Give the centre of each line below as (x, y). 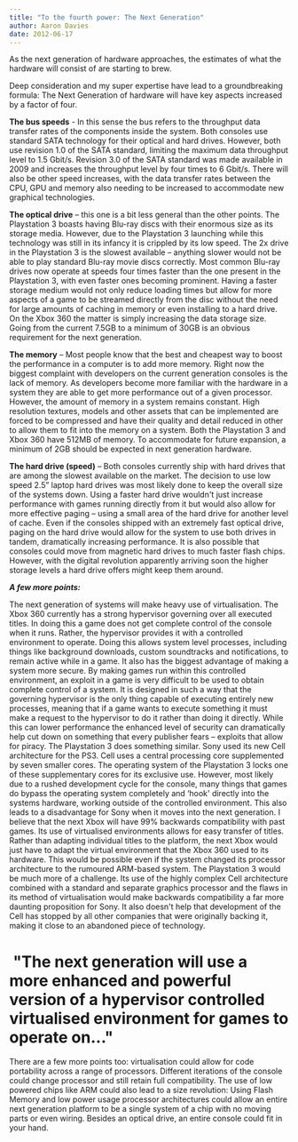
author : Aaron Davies (49, 26)
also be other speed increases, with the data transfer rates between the (140, 179)
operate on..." (61, 1037)
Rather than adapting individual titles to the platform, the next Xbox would (143, 841)
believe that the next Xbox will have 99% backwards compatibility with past (147, 822)
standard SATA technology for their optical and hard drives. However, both (145, 141)
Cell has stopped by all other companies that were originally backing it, (139, 916)
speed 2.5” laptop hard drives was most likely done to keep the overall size (146, 485)
